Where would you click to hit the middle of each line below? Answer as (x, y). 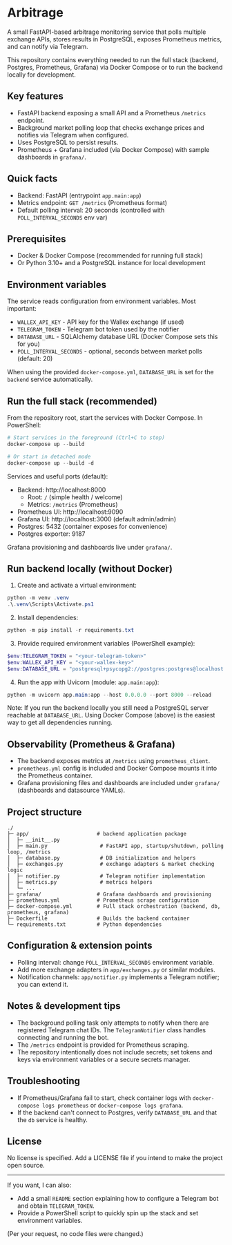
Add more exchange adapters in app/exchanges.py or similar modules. (116, 969)
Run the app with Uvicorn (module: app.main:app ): (88, 682)
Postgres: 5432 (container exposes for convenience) (92, 526)
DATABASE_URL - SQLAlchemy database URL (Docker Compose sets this (117, 337)
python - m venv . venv (38, 598)
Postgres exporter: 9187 (51, 534)
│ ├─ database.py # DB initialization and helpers (101, 858)
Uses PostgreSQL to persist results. (68, 142)
